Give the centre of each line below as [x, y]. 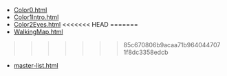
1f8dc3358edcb [146, 52]
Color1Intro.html [36, 17]
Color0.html [30, 10]
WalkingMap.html [38, 31]
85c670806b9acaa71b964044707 [172, 45]
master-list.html [36, 65]
